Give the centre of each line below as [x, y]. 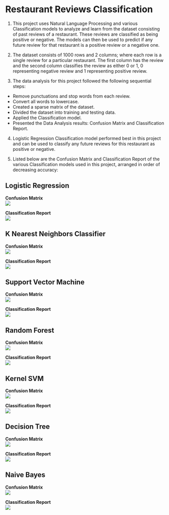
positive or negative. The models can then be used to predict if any [83, 40]
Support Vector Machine [45, 282]
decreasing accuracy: [35, 170]
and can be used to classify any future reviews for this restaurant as [84, 144]
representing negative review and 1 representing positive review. [80, 71]
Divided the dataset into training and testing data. [64, 112]
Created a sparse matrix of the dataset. [54, 107]
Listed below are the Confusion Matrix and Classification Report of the [86, 159]
